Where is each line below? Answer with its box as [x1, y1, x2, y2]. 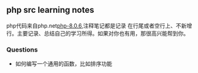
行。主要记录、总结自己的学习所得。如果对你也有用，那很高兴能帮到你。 [6, 29, 189, 37]
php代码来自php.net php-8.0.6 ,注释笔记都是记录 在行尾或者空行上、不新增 [6, 21, 192, 29]
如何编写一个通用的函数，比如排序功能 [15, 60, 112, 67]
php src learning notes [6, 5, 94, 15]
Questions [6, 45, 38, 54]
